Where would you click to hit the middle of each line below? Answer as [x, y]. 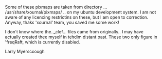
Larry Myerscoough [25, 51]
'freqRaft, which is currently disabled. [43, 42]
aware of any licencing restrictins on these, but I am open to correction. [77, 17]
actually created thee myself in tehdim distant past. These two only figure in [81, 37]
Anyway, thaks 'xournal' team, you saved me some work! [62, 22]
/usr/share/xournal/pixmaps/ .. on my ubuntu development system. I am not [81, 12]
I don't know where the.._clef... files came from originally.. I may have [74, 32]
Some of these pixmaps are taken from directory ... [56, 7]
